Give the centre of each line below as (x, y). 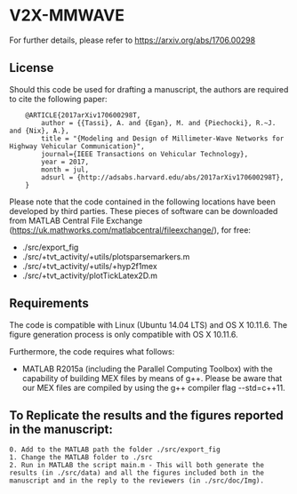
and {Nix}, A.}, (39, 131)
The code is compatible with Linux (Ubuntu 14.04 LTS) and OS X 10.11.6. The (148, 324)
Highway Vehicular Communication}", (77, 146)
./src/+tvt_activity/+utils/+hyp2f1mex (89, 266)
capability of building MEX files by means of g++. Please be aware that (152, 378)
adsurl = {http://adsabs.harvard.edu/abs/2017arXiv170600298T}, (163, 177)
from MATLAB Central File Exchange (76, 220)
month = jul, (65, 170)
